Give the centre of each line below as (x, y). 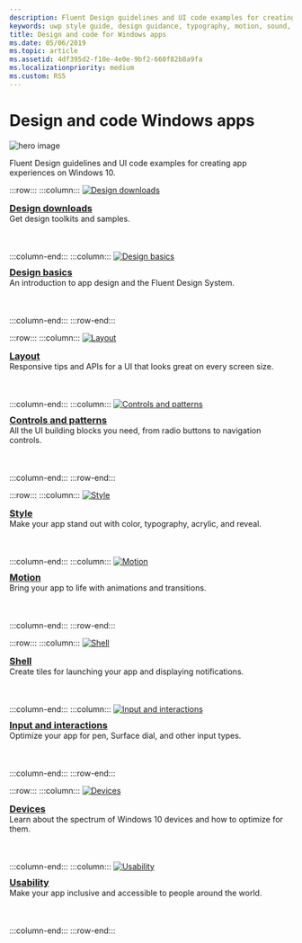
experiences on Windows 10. (62, 173)
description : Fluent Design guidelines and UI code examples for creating (152, 18)
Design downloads (51, 208)
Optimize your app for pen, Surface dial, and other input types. (125, 735)
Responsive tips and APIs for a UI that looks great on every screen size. (142, 366)
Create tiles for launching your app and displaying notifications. (127, 672)
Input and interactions (58, 725)
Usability (29, 882)
